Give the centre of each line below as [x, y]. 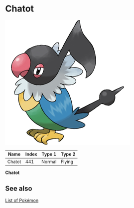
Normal [49, 161]
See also [19, 188]
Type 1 [49, 154]
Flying [67, 161]
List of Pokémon [22, 200]
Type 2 [68, 154]
